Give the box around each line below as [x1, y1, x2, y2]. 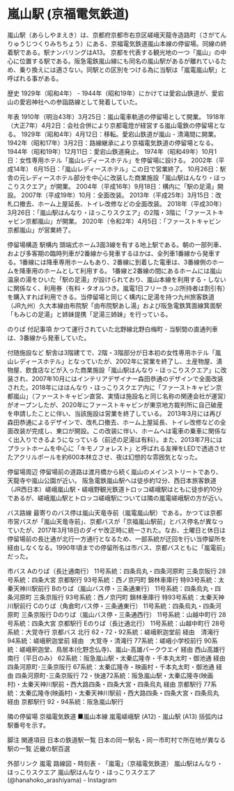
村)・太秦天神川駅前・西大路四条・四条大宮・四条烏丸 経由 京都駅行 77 [7, 680, 211, 688]
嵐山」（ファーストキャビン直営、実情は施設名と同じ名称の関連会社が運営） [13, 391, 227, 400]
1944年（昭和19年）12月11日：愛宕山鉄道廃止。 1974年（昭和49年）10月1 [7, 147, 217, 155]
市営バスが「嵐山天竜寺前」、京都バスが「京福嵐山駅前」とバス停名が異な [7, 517, 218, 526]
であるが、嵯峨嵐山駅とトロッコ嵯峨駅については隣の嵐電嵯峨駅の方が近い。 [7, 494, 226, 502]
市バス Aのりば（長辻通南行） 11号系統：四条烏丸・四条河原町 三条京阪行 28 [7, 567, 226, 575]
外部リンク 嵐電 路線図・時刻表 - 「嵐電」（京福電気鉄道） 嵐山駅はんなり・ [7, 759, 224, 767]
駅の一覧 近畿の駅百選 [7, 744, 70, 753]
